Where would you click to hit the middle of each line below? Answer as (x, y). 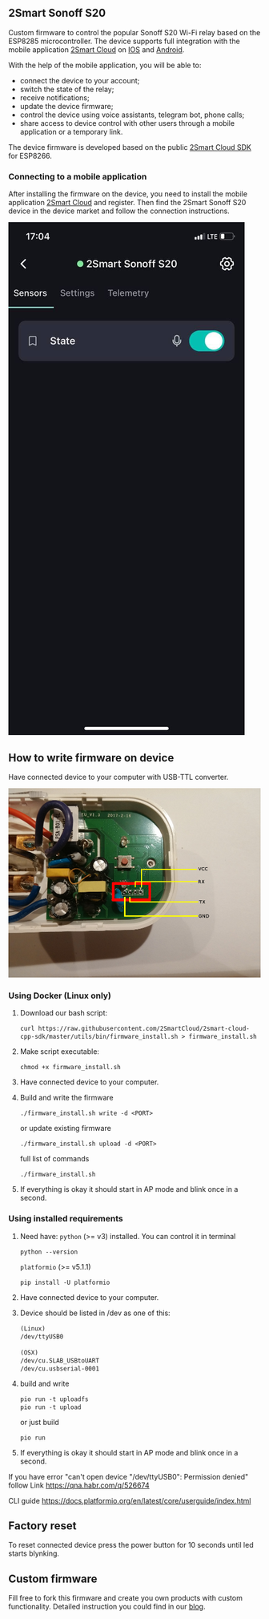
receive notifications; (54, 97)
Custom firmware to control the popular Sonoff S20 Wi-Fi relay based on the (134, 32)
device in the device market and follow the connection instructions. (119, 211)
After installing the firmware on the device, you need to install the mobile (128, 194)
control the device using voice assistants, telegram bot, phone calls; (132, 115)
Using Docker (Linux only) (60, 995)
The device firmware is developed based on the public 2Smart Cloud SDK (130, 147)
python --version (49, 1252)
